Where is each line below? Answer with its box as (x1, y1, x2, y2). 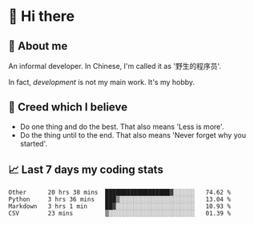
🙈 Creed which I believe (8, 100, 128, 115)
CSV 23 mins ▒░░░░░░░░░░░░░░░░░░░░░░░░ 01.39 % (8, 209, 231, 217)
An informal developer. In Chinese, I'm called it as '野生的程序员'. (8, 62, 222, 70)
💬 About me (8, 39, 68, 53)
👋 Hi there (8, 7, 75, 26)
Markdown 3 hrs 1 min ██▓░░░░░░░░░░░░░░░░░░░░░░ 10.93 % (8, 202, 231, 211)
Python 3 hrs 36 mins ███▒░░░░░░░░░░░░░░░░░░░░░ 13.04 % (8, 195, 231, 203)
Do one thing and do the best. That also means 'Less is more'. (19, 122, 224, 131)
